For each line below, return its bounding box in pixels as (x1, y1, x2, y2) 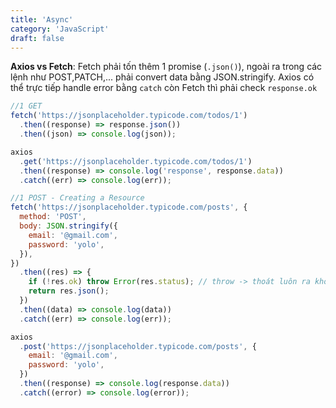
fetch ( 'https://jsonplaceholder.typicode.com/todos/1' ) (10, 111, 248, 121)
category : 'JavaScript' (10, 24, 110, 34)
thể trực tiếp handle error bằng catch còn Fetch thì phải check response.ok (10, 82, 318, 94)
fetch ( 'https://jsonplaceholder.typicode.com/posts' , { (10, 202, 248, 213)
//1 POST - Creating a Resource (10, 193, 145, 203)
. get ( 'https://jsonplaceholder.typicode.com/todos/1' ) (19, 156, 253, 166)
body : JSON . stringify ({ (19, 221, 118, 231)
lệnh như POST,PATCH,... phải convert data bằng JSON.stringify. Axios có (10, 71, 315, 83)
